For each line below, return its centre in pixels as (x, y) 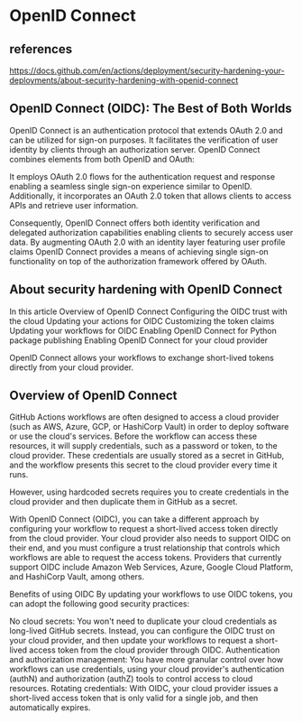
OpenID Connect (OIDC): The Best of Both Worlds (151, 109)
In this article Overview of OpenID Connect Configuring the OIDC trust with (149, 311)
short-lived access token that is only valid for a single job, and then (134, 698)
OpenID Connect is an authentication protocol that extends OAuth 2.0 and (146, 130)
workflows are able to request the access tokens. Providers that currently (146, 558)
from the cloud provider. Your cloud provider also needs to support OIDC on (150, 539)
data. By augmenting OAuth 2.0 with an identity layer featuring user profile (147, 242)
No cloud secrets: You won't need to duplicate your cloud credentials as (143, 621)
